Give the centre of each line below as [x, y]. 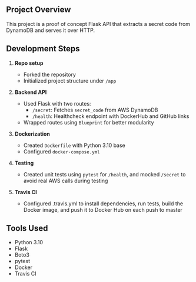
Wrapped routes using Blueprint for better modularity [89, 122]
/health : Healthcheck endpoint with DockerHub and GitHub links [111, 116]
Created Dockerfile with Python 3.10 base [74, 145]
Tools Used [27, 229]
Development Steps [43, 49]
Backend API [31, 92]
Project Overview [39, 10]
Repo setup [29, 63]
